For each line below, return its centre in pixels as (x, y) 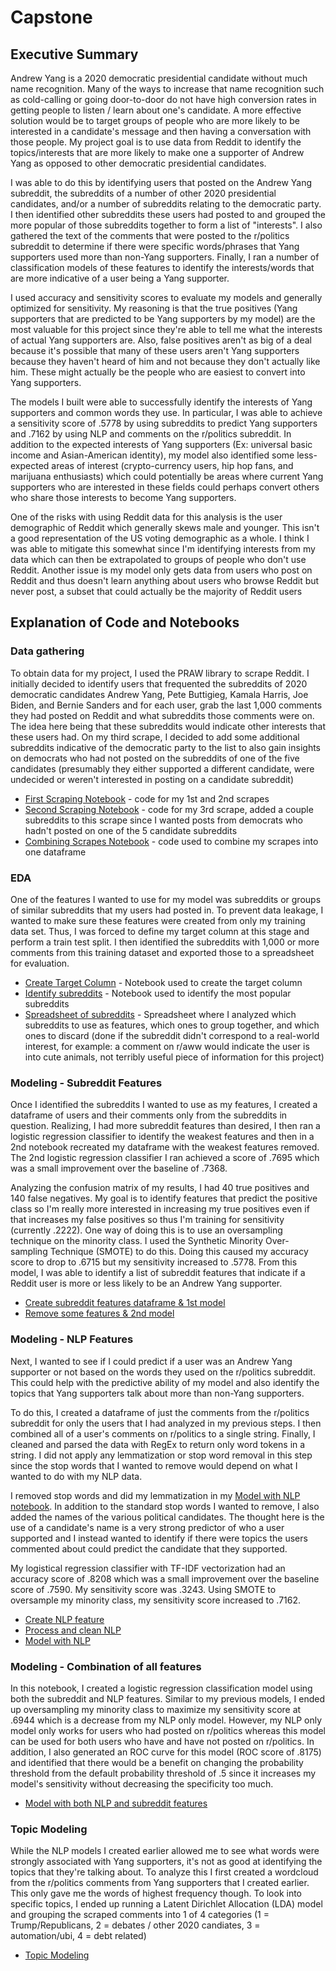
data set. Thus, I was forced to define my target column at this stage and (160, 931)
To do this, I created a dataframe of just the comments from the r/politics (160, 1412)
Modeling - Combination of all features (106, 1666)
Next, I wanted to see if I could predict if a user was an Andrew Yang (151, 1361)
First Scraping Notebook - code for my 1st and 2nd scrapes (147, 798)
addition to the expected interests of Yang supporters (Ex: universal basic (161, 444)
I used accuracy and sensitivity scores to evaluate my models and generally (166, 297)
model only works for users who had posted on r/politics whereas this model (168, 1730)
